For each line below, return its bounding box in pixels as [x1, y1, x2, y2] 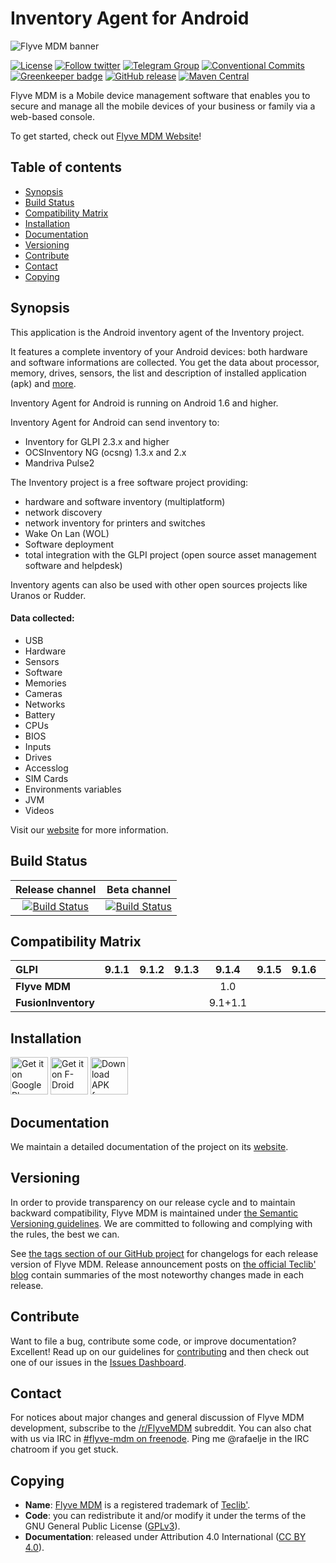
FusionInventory [15, 996, 95, 1010]
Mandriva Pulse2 [24, 457, 95, 469]
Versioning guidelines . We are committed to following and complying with [10, 1217, 313, 1229]
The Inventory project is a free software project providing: [10, 476, 249, 488]
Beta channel [106, 882, 172, 896]
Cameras [24, 687, 63, 699]
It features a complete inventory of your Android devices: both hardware [10, 345, 308, 357]
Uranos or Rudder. [10, 589, 87, 601]
